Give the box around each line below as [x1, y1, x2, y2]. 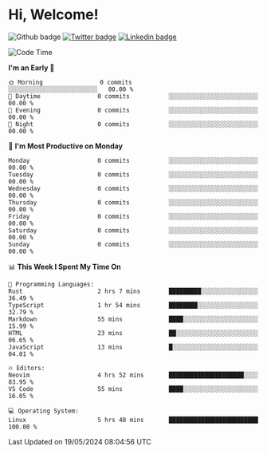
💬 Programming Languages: [8, 280, 94, 288]
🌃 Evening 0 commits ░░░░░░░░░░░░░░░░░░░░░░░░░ [8, 106, 259, 114]
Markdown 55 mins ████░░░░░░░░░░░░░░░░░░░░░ [8, 315, 259, 323]
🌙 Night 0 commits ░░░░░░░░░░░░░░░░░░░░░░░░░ [8, 120, 259, 128]
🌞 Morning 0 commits [8, 78, 133, 86]
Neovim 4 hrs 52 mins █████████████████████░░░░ [8, 371, 259, 379]
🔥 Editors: [8, 364, 45, 372]
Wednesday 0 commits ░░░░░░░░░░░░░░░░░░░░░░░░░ [8, 184, 259, 192]
